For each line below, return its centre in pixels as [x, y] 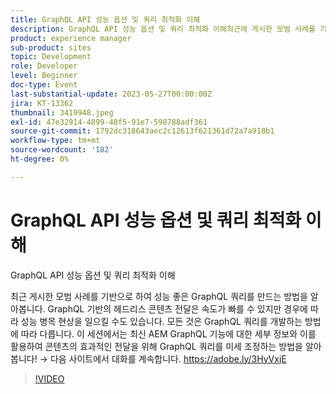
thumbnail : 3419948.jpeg [62, 112]
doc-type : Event [44, 85]
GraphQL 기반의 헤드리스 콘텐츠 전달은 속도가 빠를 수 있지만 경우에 [177, 308]
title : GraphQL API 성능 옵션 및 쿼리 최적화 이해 [105, 19]
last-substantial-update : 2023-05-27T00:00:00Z [111, 94]
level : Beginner [44, 76]
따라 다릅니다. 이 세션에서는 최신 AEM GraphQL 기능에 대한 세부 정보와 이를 [168, 333]
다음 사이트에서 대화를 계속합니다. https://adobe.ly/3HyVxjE [168, 358]
